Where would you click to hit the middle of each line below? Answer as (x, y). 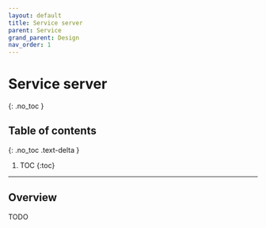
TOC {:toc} (37, 165)
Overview (33, 198)
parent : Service (35, 30)
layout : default (35, 15)
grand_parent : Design (44, 38)
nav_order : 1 (30, 45)
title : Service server (46, 23)
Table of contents (52, 131)
